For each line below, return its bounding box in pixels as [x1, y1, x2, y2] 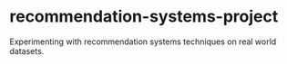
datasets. [9, 45, 45, 56]
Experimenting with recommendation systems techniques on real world [9, 36, 277, 47]
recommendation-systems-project [9, 6, 279, 27]
